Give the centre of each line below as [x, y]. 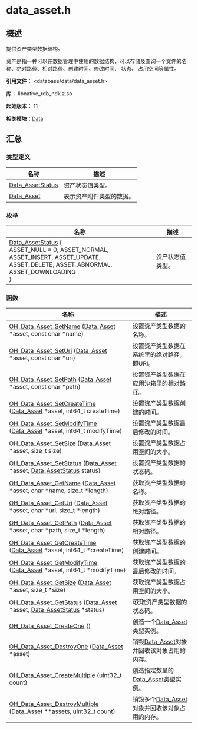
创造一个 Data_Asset [160, 622]
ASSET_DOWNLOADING [43, 271]
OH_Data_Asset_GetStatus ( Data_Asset [63, 602]
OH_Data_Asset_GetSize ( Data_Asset [60, 582]
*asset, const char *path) [45, 387]
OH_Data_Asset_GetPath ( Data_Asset [60, 523]
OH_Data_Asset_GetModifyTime [53, 563]
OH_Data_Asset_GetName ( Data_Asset [62, 483]
